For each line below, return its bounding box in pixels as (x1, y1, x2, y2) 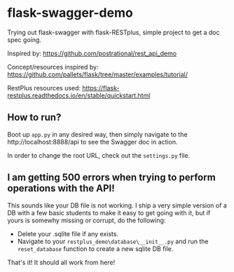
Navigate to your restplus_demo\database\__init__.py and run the (17, 237, 209, 245)
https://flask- (82, 83, 120, 92)
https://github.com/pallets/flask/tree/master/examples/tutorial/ (7, 70, 188, 79)
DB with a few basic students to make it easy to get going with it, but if (7, 208, 211, 217)
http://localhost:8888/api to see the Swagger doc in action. (7, 137, 178, 146)
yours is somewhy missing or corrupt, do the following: (7, 216, 166, 224)
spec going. (7, 35, 42, 43)
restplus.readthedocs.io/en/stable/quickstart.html (7, 91, 151, 100)
